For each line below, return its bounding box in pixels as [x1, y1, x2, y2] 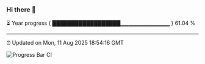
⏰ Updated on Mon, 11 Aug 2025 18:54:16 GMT [6, 39, 124, 46]
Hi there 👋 [6, 5, 37, 14]
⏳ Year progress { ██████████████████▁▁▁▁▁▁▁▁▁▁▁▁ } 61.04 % [6, 19, 196, 27]
